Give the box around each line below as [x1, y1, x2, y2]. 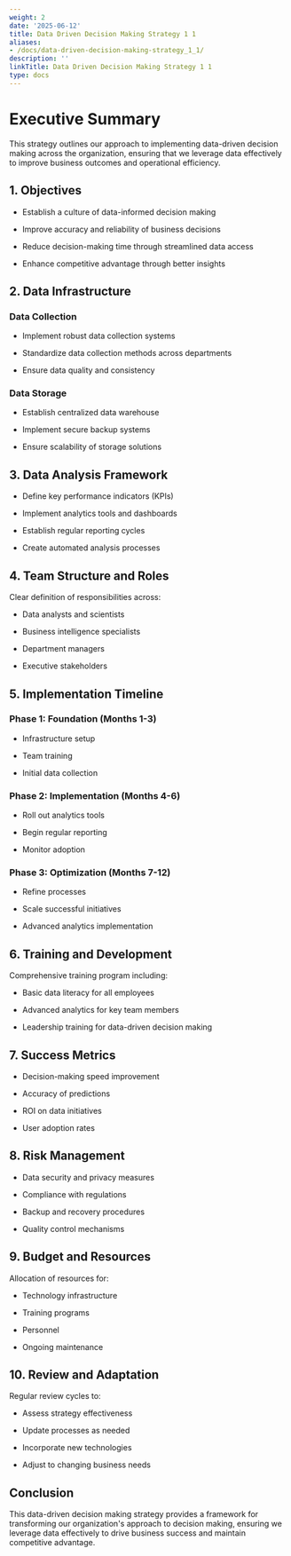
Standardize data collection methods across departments [21, 348, 232, 359]
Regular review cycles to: [9, 1391, 101, 1402]
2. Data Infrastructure [9, 283, 131, 298]
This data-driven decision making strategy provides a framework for [9, 1509, 259, 1520]
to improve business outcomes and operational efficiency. [9, 157, 221, 168]
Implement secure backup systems [21, 424, 151, 435]
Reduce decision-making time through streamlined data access [21, 241, 255, 251]
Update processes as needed [21, 1426, 130, 1436]
